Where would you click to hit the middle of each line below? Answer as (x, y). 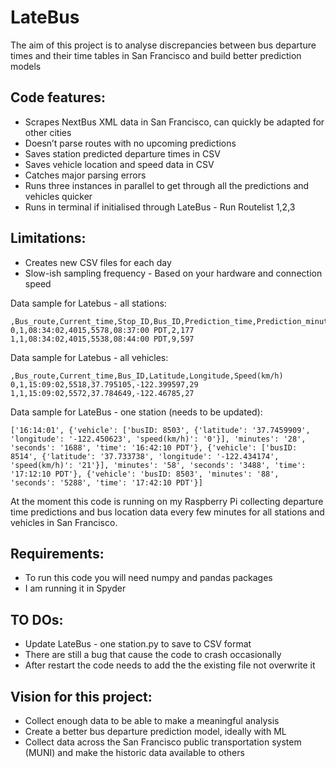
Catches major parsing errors (85, 175)
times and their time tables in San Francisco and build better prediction (156, 55)
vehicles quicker (58, 196)
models (26, 66)
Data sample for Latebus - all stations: (88, 303)
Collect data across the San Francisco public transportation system (163, 742)
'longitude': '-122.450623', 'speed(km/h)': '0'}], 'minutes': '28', (158, 439)
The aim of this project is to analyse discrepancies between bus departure (163, 45)
